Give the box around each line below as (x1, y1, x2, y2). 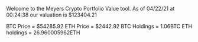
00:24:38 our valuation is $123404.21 (6, 11, 98, 18)
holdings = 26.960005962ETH (6, 29, 81, 36)
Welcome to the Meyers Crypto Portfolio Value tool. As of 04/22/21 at (6, 5, 175, 12)
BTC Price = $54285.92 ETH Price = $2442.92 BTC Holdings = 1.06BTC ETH (6, 23, 193, 30)
